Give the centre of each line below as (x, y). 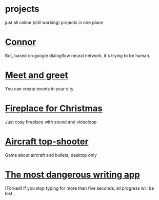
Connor (21, 42)
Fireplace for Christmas (54, 109)
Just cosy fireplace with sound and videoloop (51, 122)
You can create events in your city (39, 89)
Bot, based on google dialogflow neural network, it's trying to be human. (78, 55)
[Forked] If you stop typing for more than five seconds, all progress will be (80, 188)
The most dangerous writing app (73, 174)
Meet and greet (37, 75)
